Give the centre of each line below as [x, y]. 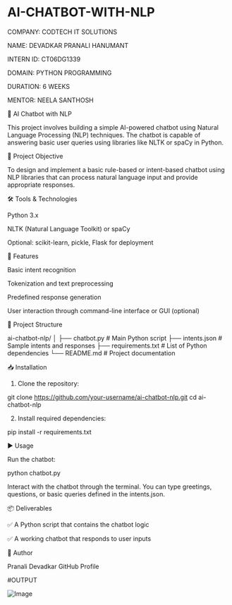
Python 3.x [23, 215]
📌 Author [20, 552]
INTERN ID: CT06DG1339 [44, 59]
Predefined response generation [54, 297]
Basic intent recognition [42, 269]
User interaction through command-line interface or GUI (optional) [103, 310]
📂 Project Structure [35, 324]
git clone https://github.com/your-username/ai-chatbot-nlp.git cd [102, 397]
